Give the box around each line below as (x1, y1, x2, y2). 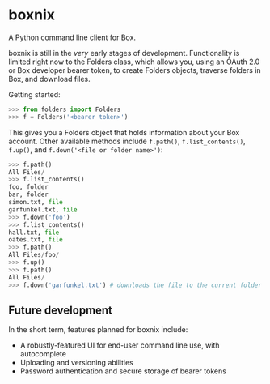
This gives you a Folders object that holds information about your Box (8, 127, 240, 137)
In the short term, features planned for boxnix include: (8, 325, 188, 335)
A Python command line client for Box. (8, 32, 136, 42)
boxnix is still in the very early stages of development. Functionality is (8, 48, 240, 58)
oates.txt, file (8, 236, 63, 244)
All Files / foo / (8, 251, 60, 259)
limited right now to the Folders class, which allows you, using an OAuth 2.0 (8, 57, 260, 66)
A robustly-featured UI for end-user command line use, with (19, 340, 220, 350)
